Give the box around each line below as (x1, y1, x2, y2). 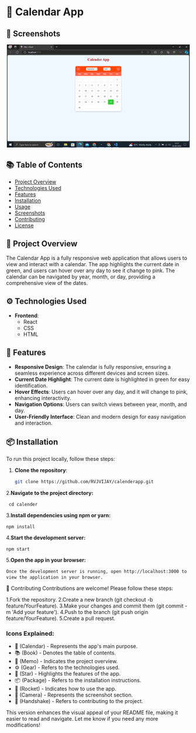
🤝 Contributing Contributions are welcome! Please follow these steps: (6, 585, 174, 592)
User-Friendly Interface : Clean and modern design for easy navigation (14, 413, 186, 420)
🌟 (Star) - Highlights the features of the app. (14, 670, 121, 677)
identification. (14, 382, 48, 389)
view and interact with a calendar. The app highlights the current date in (6, 260, 180, 267)
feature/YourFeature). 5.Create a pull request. (6, 615, 116, 622)
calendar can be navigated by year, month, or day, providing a (6, 273, 156, 280)
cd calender (8, 501, 38, 508)
